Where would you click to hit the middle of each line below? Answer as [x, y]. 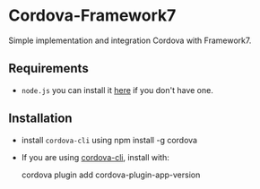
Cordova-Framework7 [92, 16]
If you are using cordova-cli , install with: [95, 157]
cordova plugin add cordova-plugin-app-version [111, 175]
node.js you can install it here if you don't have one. [117, 90]
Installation [40, 119]
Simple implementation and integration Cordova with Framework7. [130, 40]
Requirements [48, 69]
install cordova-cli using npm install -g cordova [109, 140]
